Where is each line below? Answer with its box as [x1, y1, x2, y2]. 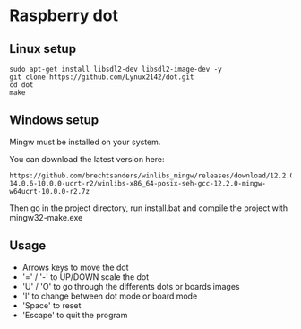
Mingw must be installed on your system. [9, 136, 161, 147]
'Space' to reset [21, 299, 82, 310]
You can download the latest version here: [9, 153, 165, 164]
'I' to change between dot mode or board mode [21, 290, 198, 301]
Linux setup [9, 41, 77, 56]
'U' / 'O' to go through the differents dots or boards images [21, 281, 240, 291]
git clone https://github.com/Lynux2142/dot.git [9, 73, 194, 82]
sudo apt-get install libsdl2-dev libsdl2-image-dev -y [9, 65, 222, 74]
